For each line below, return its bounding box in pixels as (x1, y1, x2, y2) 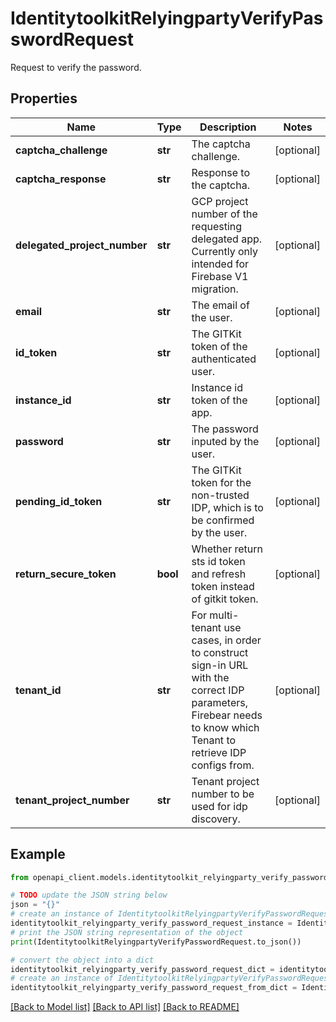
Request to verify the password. (10, 61, 142, 73)
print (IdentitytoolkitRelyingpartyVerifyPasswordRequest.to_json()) (10, 937, 302, 947)
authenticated (191, 352, 257, 366)
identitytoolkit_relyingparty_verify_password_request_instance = (10, 918, 293, 929)
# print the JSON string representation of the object (10, 927, 244, 937)
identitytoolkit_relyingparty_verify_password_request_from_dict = (10, 983, 298, 993)
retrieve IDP (191, 745, 247, 759)
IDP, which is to (191, 500, 264, 514)
